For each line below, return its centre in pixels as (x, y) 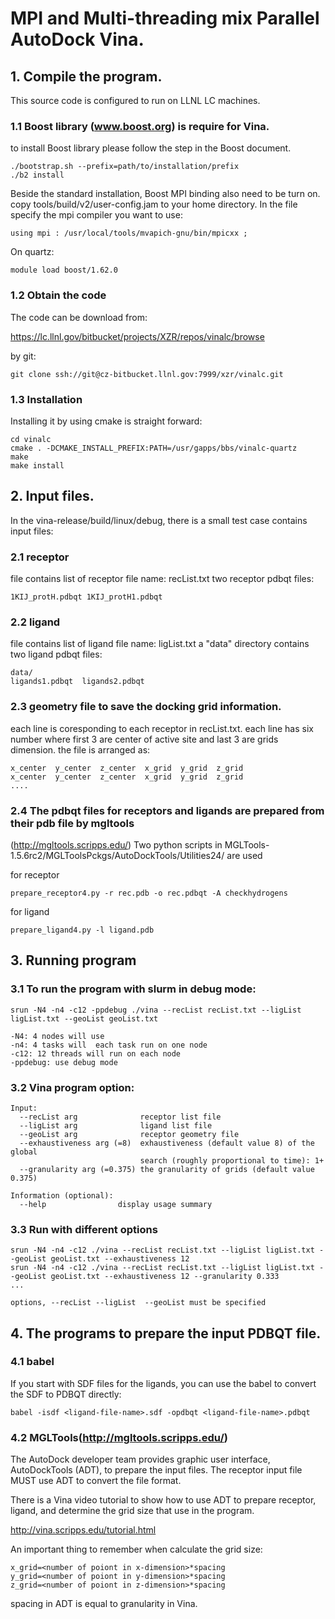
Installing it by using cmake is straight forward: (106, 421)
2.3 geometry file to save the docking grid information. (146, 707)
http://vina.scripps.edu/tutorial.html (83, 1530)
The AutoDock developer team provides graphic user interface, (140, 1459)
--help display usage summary (116, 1204)
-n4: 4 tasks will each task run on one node (109, 1045)
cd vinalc (31, 439)
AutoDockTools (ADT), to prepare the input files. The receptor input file (156, 1470)
